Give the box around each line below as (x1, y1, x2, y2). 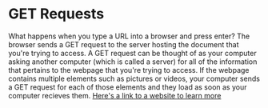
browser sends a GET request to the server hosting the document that (8, 39, 239, 49)
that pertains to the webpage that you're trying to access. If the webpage (8, 65, 250, 74)
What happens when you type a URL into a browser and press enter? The (8, 31, 250, 41)
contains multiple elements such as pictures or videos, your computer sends (8, 74, 260, 83)
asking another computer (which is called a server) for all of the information (8, 57, 258, 66)
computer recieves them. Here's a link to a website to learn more (8, 90, 222, 100)
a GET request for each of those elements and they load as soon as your (8, 82, 247, 92)
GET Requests (8, 5, 105, 23)
